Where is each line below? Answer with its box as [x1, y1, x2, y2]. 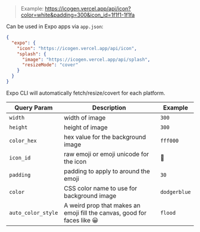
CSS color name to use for [63, 184, 137, 192]
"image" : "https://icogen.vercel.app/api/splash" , [21, 57, 151, 62]
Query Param [14, 104, 53, 112]
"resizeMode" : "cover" [21, 62, 79, 68]
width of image [63, 113, 106, 121]
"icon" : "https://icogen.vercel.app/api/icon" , [17, 45, 137, 51]
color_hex [9, 137, 37, 144]
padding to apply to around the [63, 167, 151, 175]
